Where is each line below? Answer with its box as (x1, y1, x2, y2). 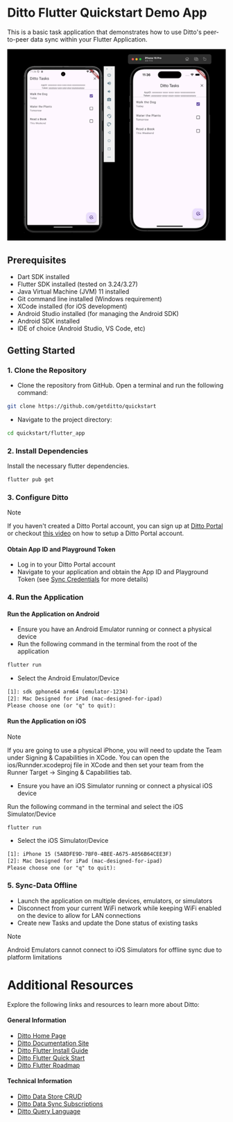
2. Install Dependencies (7, 446, 89, 455)
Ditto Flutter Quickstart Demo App (7, 5, 207, 21)
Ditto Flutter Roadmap (17, 1061, 80, 1069)
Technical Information (7, 1077, 73, 1085)
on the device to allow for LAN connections (17, 911, 141, 919)
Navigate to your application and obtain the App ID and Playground (17, 568, 209, 576)
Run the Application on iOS (7, 717, 87, 725)
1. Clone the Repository (7, 365, 87, 375)
